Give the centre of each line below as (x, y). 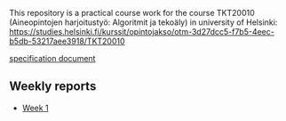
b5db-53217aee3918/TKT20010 (68, 41)
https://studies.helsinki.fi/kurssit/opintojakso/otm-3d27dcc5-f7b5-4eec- (142, 32)
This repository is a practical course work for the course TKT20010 (132, 13)
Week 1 (35, 108)
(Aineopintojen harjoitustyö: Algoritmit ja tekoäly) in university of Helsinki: (143, 22)
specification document (52, 58)
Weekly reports (53, 87)
